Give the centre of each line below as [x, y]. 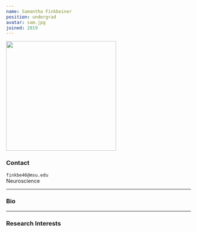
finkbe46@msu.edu [27, 175]
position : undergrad [31, 17]
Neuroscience [23, 181]
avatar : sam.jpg [26, 22]
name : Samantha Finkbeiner [39, 11]
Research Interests [34, 223]
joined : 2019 [22, 28]
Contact [18, 163]
